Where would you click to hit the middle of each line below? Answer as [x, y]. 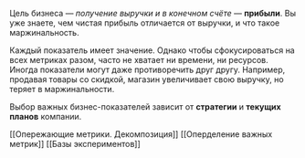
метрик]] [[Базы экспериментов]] [75, 144]
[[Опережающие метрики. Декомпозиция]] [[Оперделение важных [141, 134]
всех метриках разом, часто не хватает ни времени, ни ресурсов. [139, 60]
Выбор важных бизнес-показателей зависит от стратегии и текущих [145, 107]
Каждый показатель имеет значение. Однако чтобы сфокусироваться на [152, 50]
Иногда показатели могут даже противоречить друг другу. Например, [147, 69]
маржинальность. [44, 32]
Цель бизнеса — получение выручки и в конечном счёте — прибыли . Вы [153, 13]
